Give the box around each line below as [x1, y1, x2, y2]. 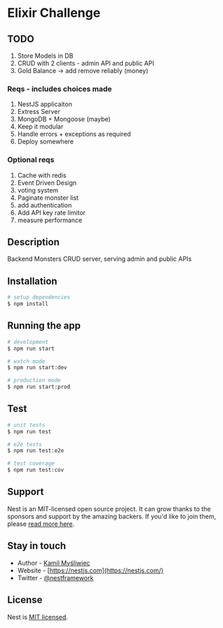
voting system [17, 186, 59, 194]
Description [7, 236, 60, 248]
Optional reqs [7, 155, 55, 165]
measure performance [17, 216, 83, 224]
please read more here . [7, 519, 75, 528]
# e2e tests [7, 441, 42, 448]
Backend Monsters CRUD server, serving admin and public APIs [7, 255, 192, 263]
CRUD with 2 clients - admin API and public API [17, 59, 154, 68]
